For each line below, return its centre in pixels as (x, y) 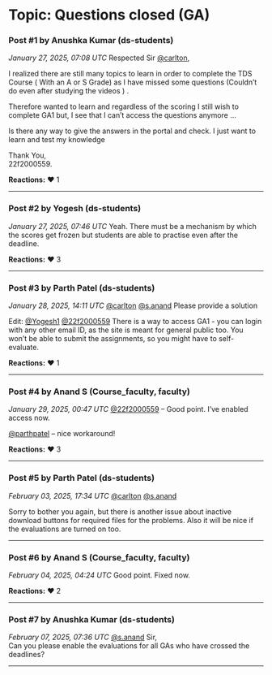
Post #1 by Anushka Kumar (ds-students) (91, 41)
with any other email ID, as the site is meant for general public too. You (126, 330)
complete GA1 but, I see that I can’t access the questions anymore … (123, 115)
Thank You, (28, 155)
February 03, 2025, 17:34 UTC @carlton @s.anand (93, 495)
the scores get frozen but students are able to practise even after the (123, 235)
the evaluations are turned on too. (65, 529)
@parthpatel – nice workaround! (62, 434)
